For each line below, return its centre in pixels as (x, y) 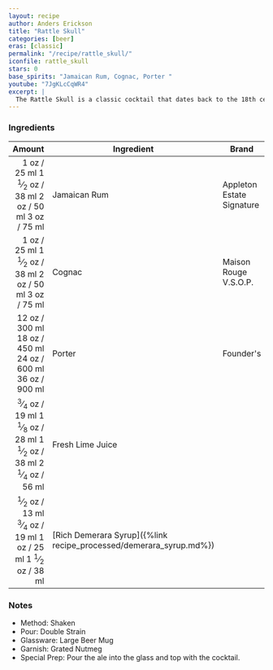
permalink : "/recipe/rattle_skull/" (70, 54)
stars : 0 (23, 69)
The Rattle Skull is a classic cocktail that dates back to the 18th (136, 99)
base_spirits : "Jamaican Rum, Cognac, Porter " (91, 77)
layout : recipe (34, 16)
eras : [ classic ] (36, 46)
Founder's (242, 353)
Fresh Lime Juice (85, 444)
